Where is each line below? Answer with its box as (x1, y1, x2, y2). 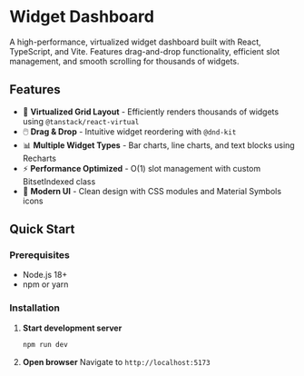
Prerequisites (9, 249, 70, 262)
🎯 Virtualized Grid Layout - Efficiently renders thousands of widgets (22, 106, 279, 117)
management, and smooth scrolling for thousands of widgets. (9, 55, 240, 66)
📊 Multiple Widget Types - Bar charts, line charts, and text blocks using (22, 139, 295, 151)
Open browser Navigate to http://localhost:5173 (22, 356, 211, 367)
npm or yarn (22, 279, 69, 290)
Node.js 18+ (22, 270, 68, 281)
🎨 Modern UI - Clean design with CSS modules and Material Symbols (22, 185, 282, 196)
